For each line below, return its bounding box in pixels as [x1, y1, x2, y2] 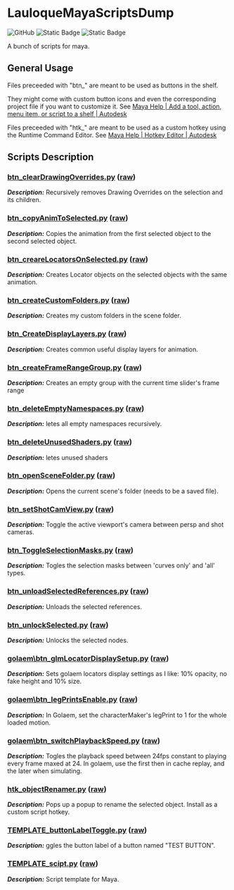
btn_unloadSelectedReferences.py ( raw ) [7, 587, 149, 596]
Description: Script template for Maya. [7, 875, 119, 883]
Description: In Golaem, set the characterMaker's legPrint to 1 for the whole [7, 710, 227, 719]
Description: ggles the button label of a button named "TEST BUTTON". [7, 841, 216, 850]
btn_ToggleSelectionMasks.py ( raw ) [7, 546, 134, 556]
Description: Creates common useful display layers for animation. [7, 345, 199, 353]
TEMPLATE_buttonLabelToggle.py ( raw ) [7, 825, 148, 835]
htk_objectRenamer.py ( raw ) [7, 784, 107, 794]
